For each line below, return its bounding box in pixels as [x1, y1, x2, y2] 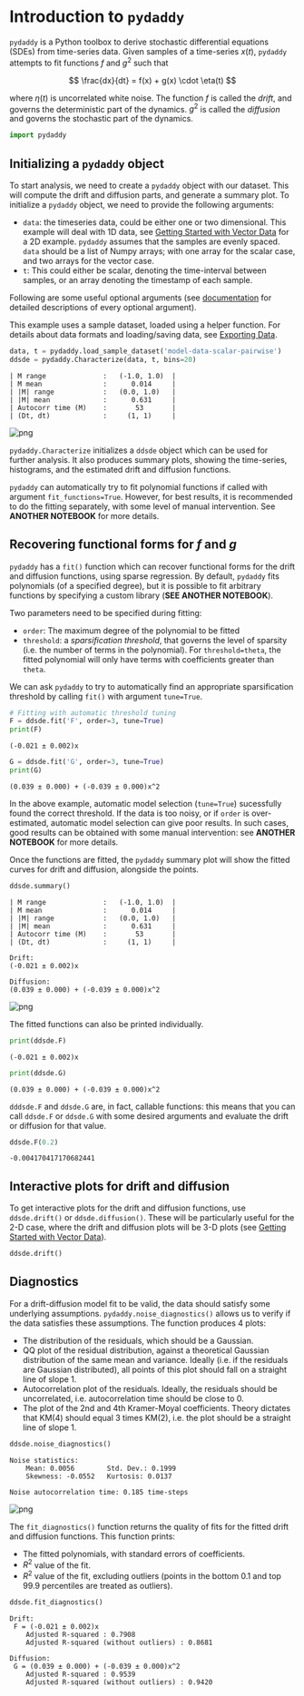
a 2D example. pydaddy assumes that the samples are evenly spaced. [22, 236, 280, 247]
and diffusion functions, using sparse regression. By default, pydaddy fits [9, 570, 279, 582]
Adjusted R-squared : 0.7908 [25, 1630, 136, 1639]
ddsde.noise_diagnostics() [9, 1439, 112, 1448]
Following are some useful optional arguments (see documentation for [9, 292, 272, 303]
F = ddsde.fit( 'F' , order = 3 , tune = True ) [9, 717, 165, 726]
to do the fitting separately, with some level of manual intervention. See [9, 501, 276, 512]
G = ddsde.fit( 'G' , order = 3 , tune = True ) [9, 758, 165, 767]
